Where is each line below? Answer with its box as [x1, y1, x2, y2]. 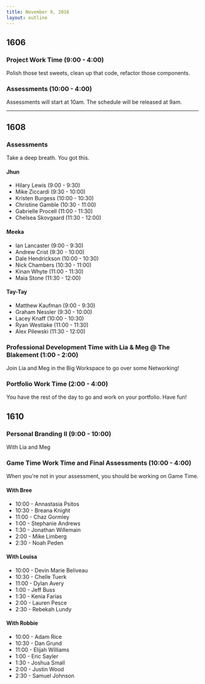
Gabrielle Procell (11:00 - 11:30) [15, 208, 93, 215]
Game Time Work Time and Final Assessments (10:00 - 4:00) [6, 459, 192, 467]
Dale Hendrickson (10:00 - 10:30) [15, 255, 99, 262]
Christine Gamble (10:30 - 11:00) [15, 201, 96, 208]
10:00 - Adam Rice [15, 633, 62, 640]
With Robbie [6, 619, 38, 627]
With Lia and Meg [6, 443, 51, 451]
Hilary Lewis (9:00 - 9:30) [15, 181, 81, 189]
